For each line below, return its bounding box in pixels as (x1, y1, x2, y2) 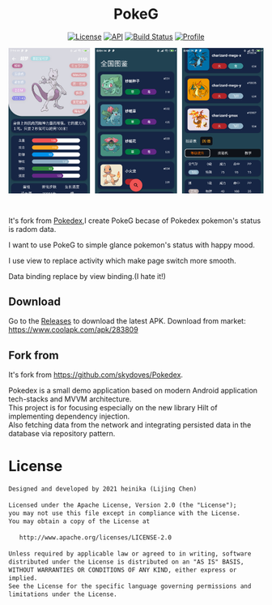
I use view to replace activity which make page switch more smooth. (8, 255, 236, 265)
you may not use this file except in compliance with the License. (8, 509, 241, 517)
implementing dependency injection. (8, 411, 130, 422)
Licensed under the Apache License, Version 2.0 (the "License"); (8, 501, 237, 509)
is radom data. (8, 224, 57, 234)
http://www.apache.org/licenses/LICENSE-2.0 (19, 534, 172, 542)
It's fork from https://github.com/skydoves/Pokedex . (8, 370, 184, 380)
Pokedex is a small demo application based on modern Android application (8, 386, 257, 396)
